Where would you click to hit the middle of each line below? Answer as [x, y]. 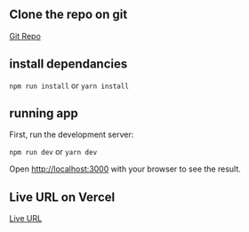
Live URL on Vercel [62, 197]
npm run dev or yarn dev [53, 152]
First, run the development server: [72, 135]
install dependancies [68, 64]
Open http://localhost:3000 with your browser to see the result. [125, 169]
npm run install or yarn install [69, 85]
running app [44, 113]
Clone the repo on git [68, 15]
